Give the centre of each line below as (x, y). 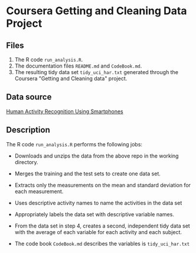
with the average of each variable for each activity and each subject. (98, 232)
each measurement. (39, 191)
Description (28, 130)
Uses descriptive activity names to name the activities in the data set (98, 203)
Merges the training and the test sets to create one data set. (87, 174)
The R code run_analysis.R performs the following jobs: (74, 144)
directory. (26, 162)
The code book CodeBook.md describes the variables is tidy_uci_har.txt (102, 244)
